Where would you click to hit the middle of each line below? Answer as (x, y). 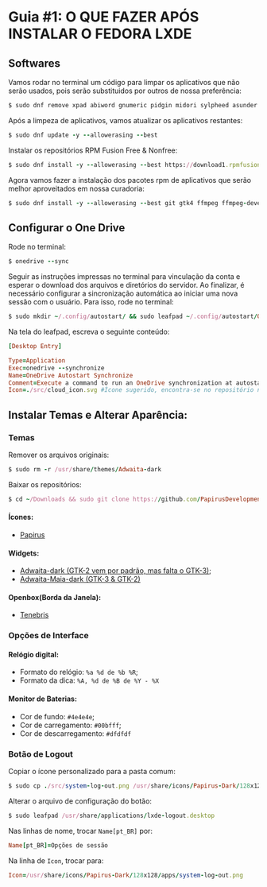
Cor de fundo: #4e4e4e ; (57, 716)
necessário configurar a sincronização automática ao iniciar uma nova (123, 293)
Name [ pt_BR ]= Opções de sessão (58, 845)
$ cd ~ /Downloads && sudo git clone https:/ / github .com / (104, 499)
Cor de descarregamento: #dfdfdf (75, 733)
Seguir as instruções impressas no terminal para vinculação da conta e (124, 277)
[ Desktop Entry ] (35, 347)
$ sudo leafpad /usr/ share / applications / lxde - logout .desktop (112, 815)
